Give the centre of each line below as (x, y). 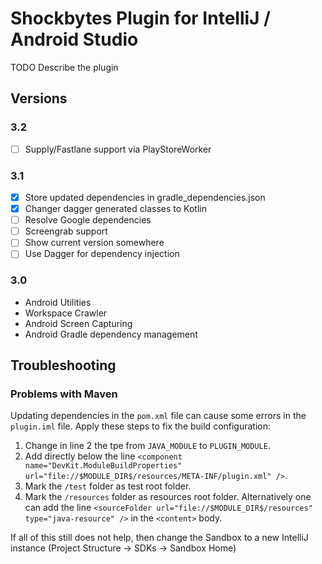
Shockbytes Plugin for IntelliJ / (140, 18)
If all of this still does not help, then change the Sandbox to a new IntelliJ (159, 538)
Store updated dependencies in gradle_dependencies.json (145, 197)
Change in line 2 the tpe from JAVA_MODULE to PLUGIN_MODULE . (147, 446)
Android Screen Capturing (78, 323)
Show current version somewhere (94, 243)
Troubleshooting (63, 365)
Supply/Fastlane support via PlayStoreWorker (118, 149)
